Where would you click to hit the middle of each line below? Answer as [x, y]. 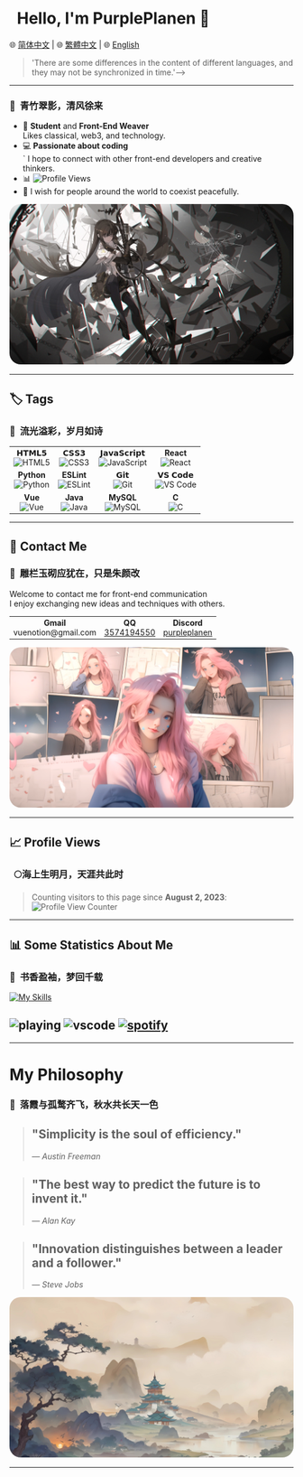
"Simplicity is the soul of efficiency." [136, 1134]
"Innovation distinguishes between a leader [157, 1249]
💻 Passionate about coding [75, 146]
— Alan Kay [53, 1220]
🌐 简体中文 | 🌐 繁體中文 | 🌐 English [74, 44]
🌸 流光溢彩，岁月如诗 [56, 431]
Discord [188, 622]
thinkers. [39, 168]
